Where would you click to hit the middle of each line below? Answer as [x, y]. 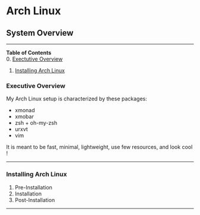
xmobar [24, 116]
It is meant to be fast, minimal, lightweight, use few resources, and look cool [99, 147]
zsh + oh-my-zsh [36, 123]
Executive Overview [36, 86]
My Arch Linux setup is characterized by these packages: [77, 99]
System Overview [40, 33]
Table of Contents [29, 53]
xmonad [25, 110]
